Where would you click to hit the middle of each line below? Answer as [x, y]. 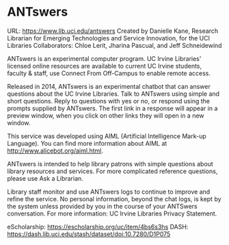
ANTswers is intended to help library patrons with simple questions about [110, 164]
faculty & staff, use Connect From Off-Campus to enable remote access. [109, 73]
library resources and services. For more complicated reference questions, [112, 171]
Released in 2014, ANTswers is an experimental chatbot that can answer [109, 86]
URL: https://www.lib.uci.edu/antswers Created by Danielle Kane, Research [113, 31]
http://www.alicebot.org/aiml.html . [55, 151]
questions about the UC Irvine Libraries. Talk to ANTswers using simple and [113, 94]
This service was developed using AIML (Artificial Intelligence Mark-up [107, 136]
